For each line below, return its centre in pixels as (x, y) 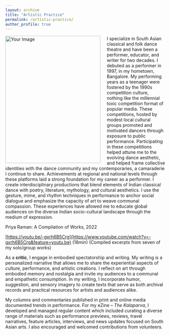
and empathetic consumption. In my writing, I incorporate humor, (73, 279)
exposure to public (126, 136)
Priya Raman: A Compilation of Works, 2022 (51, 227)
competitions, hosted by (132, 115)
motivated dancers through (135, 131)
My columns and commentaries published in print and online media (76, 300)
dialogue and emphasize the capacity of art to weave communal (72, 201)
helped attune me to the (132, 152)
